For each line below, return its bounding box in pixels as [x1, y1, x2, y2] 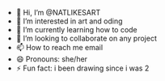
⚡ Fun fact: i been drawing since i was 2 [15, 63, 150, 73]
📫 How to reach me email [15, 43, 104, 52]
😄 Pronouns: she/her [15, 54, 87, 64]
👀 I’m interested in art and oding [15, 16, 123, 26]
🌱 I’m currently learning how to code [15, 25, 137, 34]
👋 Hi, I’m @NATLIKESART [15, 8, 101, 17]
